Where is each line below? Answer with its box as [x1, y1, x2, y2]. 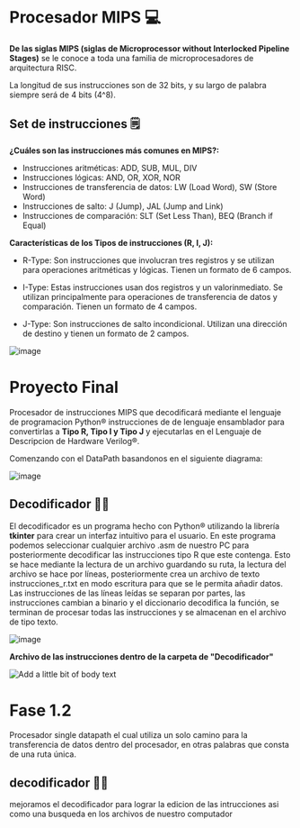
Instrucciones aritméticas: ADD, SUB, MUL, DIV [22, 162, 198, 173]
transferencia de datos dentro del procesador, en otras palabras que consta [9, 740, 290, 751]
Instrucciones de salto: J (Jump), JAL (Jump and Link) [22, 200, 224, 212]
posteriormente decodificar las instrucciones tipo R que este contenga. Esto [9, 549, 291, 560]
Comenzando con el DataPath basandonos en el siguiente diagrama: [9, 452, 263, 464]
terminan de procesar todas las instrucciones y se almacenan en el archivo [9, 606, 287, 617]
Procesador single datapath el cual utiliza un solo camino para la [9, 730, 249, 741]
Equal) [22, 220, 47, 231]
